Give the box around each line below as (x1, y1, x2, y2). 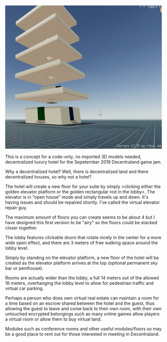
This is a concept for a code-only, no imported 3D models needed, (5, 154, 142, 160)
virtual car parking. (5, 285, 44, 291)
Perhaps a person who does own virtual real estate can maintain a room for (5, 295, 159, 301)
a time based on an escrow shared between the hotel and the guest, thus (5, 300, 155, 306)
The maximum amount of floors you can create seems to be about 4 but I (5, 214, 155, 220)
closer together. (5, 225, 38, 231)
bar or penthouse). (5, 265, 44, 271)
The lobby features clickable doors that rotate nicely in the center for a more (5, 235, 162, 241)
